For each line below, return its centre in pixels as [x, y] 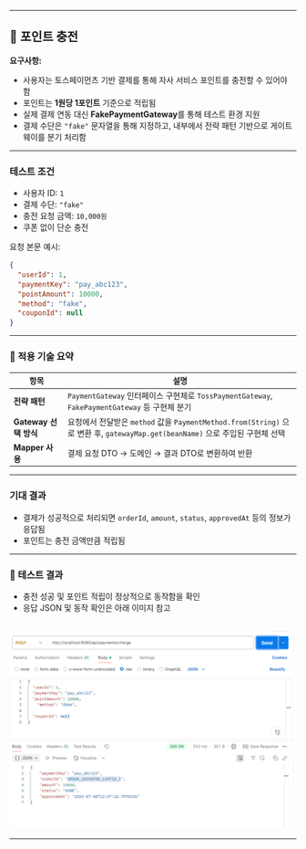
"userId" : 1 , [42, 275]
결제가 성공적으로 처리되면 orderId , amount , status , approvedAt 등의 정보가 [157, 518]
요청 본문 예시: [35, 246]
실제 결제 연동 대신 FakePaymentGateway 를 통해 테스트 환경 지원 [141, 114]
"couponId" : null [51, 313]
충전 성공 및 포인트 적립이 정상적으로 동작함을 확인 [111, 596]
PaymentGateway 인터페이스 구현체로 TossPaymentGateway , [170, 396]
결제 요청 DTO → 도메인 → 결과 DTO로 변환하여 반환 [160, 453]
